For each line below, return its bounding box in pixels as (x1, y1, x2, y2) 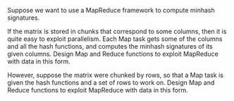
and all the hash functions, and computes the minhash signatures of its (7, 42, 213, 50)
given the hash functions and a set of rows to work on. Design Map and (7, 78, 215, 87)
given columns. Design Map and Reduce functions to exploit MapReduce (7, 49, 218, 58)
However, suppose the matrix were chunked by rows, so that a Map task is (7, 71, 224, 79)
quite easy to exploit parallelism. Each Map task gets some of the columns (7, 35, 223, 43)
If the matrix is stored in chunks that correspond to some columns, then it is (7, 28, 227, 35)
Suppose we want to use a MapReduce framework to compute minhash (7, 6, 215, 14)
